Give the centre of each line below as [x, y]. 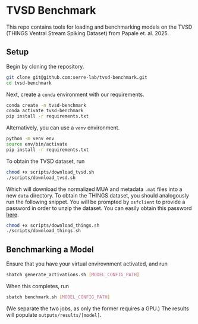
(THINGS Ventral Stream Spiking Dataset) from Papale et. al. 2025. [88, 33]
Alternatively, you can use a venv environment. [63, 128]
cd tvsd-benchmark [29, 83]
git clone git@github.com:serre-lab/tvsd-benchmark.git [77, 77]
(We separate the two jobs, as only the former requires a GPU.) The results [98, 308]
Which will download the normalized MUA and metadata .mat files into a [94, 189]
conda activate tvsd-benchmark [45, 111]
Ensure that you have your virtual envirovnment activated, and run [87, 264]
